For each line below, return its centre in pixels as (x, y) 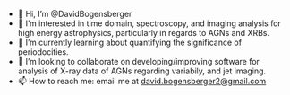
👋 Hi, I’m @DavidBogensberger (75, 14)
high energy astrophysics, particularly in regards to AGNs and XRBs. (144, 33)
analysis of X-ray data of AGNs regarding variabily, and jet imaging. (142, 71)
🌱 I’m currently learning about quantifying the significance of (130, 42)
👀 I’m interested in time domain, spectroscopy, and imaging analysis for (149, 23)
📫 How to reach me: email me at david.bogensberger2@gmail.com (142, 81)
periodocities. (43, 52)
